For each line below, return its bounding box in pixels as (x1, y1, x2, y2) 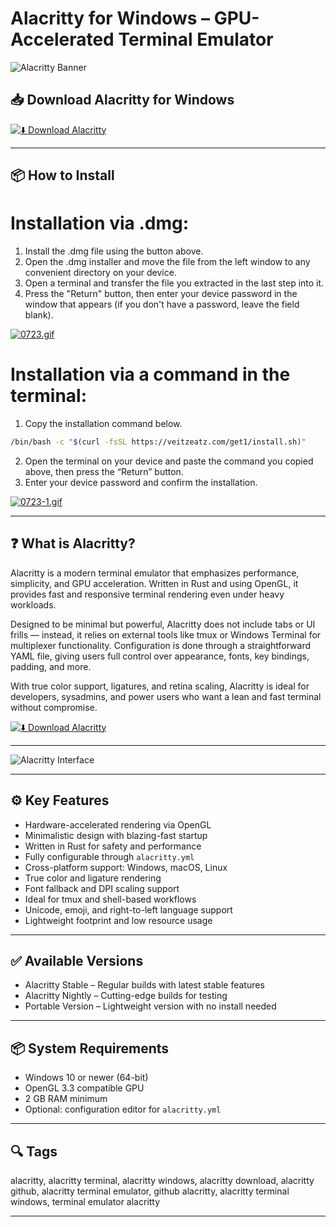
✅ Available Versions (10, 952, 144, 969)
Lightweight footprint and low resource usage (24, 914, 213, 926)
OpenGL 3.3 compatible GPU (24, 1082, 145, 1094)
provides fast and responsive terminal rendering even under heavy (10, 588, 285, 600)
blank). (24, 309, 54, 321)
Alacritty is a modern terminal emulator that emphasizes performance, (10, 567, 300, 579)
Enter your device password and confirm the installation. (24, 476, 258, 488)
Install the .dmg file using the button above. (24, 245, 204, 257)
